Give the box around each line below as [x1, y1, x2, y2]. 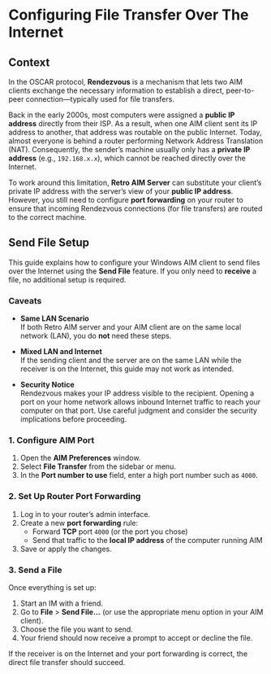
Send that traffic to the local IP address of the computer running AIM [32, 535, 263, 545]
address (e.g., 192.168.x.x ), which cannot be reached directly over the [8, 153, 246, 163]
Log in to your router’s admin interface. [19, 509, 151, 519]
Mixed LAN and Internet [19, 347, 103, 357]
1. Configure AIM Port [8, 435, 95, 446]
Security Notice [19, 380, 75, 390]
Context [8, 55, 50, 69]
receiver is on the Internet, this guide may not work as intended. [19, 364, 234, 374]
